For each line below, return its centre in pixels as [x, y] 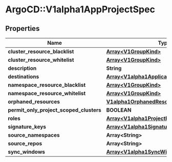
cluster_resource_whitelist [41, 60]
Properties [23, 29]
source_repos [25, 143]
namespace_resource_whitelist [47, 93]
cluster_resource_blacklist [41, 51]
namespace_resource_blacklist [47, 85]
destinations [24, 77]
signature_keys [27, 127]
